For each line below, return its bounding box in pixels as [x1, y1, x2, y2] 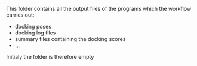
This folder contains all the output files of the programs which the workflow [6, 5, 192, 12]
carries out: [6, 11, 35, 18]
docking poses [14, 23, 52, 30]
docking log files [14, 29, 56, 36]
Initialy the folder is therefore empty [6, 54, 94, 60]
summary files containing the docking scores [14, 36, 126, 42]
